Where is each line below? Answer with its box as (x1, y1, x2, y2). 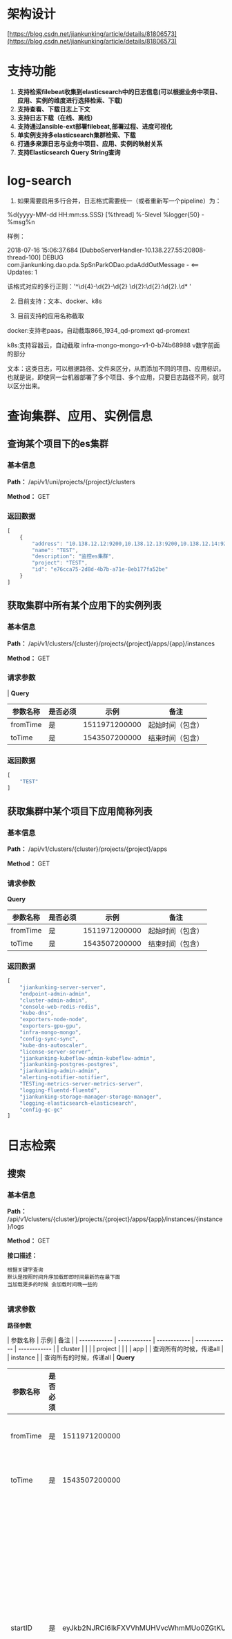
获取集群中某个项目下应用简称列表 (7, 805, 153, 817)
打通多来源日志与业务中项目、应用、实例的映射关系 (17, 139, 163, 147)
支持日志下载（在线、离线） (17, 113, 97, 122)
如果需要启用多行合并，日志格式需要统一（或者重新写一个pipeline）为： (17, 196, 222, 205)
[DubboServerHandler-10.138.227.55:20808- (79, 246, 206, 254)
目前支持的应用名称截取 (17, 311, 84, 320)
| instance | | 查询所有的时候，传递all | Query (7, 1353, 135, 1362)
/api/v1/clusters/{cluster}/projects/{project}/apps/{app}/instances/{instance (7, 1215, 223, 1223)
